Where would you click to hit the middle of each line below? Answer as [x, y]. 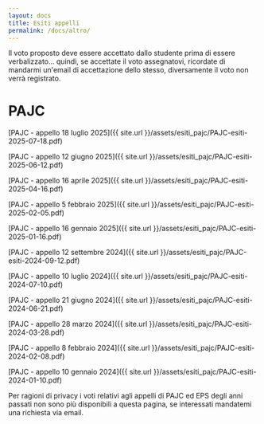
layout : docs [30, 16]
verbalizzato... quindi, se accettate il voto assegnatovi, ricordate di [117, 61]
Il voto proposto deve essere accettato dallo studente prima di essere [122, 53]
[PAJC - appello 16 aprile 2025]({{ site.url [76, 181]
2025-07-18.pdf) [36, 141]
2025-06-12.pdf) [36, 165]
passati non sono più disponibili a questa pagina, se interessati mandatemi [130, 404]
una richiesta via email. [46, 413]
